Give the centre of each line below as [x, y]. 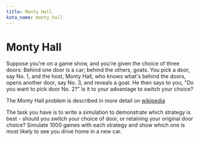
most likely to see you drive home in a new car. [64, 131]
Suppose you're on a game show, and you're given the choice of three [93, 64]
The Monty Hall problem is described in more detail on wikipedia [86, 101]
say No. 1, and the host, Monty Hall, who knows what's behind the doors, [96, 76]
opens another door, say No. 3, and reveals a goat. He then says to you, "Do [100, 83]
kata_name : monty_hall [34, 17]
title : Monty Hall [29, 12]
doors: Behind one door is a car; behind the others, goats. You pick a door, [98, 70]
